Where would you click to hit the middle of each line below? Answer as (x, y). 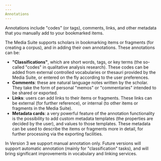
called (18, 67)
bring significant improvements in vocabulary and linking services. (71, 153)
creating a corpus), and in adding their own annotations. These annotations (80, 47)
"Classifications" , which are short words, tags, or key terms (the (77, 62)
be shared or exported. (35, 93)
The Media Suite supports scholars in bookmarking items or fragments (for (79, 42)
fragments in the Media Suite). (42, 108)
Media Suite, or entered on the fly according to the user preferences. (80, 77)
